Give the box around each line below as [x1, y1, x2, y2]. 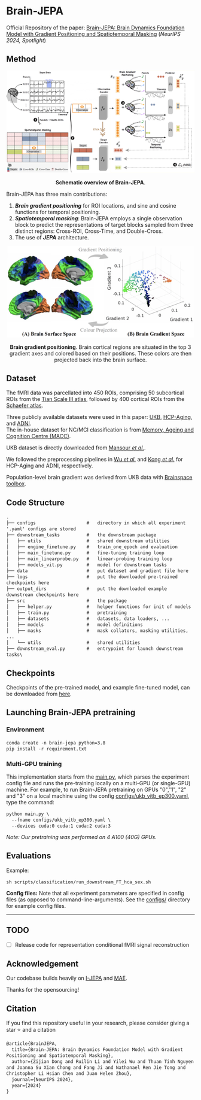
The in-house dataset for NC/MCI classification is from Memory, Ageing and [6, 426, 194, 433]
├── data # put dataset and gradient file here [6, 568, 188, 574]
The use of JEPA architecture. [14, 233, 89, 241]
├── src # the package [6, 598, 127, 604]
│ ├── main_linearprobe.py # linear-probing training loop [6, 556, 172, 562]
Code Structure [6, 497, 65, 508]
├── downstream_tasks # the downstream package [6, 532, 157, 538]
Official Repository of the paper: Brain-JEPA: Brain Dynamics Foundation [6, 24, 185, 31]
